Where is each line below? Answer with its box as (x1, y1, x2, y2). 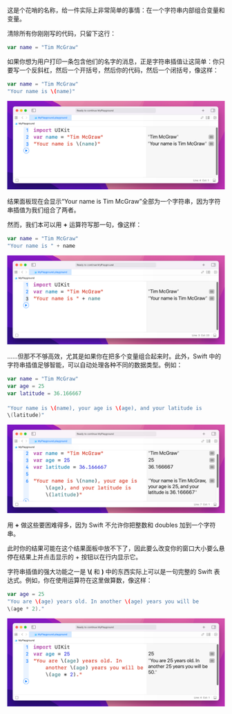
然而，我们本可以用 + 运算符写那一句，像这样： (7, 220, 142, 229)
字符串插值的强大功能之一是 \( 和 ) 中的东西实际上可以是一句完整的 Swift (7, 568, 213, 576)
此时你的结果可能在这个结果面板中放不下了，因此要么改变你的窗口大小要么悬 (7, 544, 225, 552)
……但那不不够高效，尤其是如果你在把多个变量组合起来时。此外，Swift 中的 (7, 352, 222, 360)
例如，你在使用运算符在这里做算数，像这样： (25, 576, 153, 585)
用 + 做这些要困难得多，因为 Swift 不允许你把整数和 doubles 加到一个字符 (7, 521, 216, 530)
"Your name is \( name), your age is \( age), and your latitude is (7, 405, 202, 412)
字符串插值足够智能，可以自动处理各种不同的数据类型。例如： (7, 361, 183, 369)
